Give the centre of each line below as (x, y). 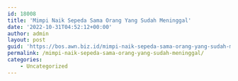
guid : (15, 46)
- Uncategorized (44, 66)
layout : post (27, 40)
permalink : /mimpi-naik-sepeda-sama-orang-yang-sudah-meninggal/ (106, 54)
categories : (25, 60)
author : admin (28, 33)
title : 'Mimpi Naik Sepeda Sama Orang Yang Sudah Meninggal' (100, 20)
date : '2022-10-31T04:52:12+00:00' (60, 27)
